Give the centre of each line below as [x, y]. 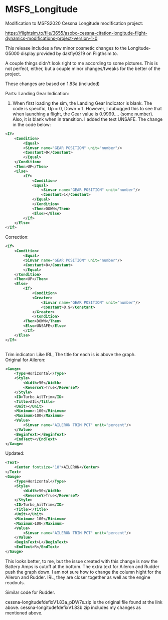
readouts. [15, 582]
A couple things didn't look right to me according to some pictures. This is [81, 63]
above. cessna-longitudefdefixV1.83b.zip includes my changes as [73, 607]
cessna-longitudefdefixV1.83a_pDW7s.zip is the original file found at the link [84, 602]
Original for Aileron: [25, 360]
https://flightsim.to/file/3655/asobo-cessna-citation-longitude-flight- [76, 33]
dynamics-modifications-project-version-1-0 [51, 38]
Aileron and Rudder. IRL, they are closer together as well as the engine [78, 577]
